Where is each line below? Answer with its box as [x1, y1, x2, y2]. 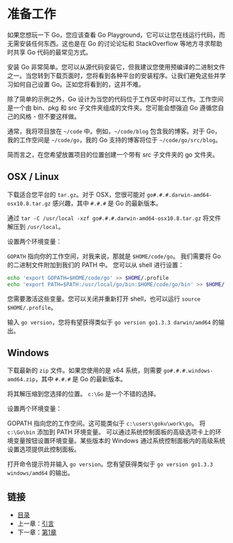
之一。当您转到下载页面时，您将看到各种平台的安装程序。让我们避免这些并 [7, 71, 220, 80]
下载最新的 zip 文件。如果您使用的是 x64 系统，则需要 [7, 366, 162, 375]
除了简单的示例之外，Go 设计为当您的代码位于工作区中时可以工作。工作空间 [7, 94, 224, 103]
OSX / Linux [7, 171, 60, 183]
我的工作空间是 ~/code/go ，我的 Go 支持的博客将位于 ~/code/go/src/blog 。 [7, 135, 222, 144]
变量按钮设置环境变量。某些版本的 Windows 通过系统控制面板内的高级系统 [12, 437, 225, 445]
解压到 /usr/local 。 [7, 222, 64, 231]
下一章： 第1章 [17, 528, 57, 537]
